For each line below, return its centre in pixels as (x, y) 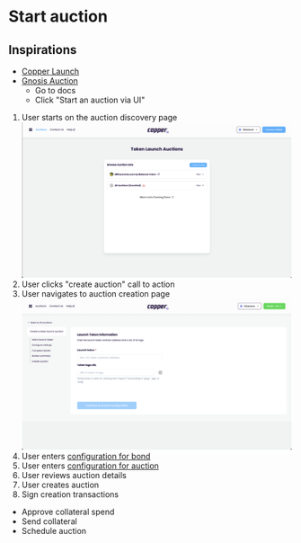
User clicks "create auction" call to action (98, 284)
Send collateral (49, 521)
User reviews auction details (74, 475)
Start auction (58, 17)
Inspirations (43, 50)
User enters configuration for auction (90, 466)
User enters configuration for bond (86, 456)
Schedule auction (54, 530)
